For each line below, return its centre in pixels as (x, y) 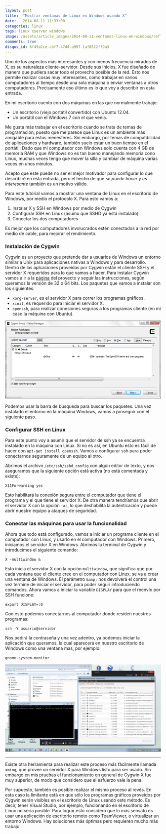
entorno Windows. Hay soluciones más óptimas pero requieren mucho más (82, 821)
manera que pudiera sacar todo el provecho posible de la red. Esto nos (77, 72)
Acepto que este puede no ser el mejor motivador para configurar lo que (79, 173)
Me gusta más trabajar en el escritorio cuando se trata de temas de (74, 127)
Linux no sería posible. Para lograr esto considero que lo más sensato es (79, 811)
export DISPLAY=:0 (24, 605)
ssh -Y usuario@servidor (31, 629)
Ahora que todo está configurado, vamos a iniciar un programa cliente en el (82, 534)
